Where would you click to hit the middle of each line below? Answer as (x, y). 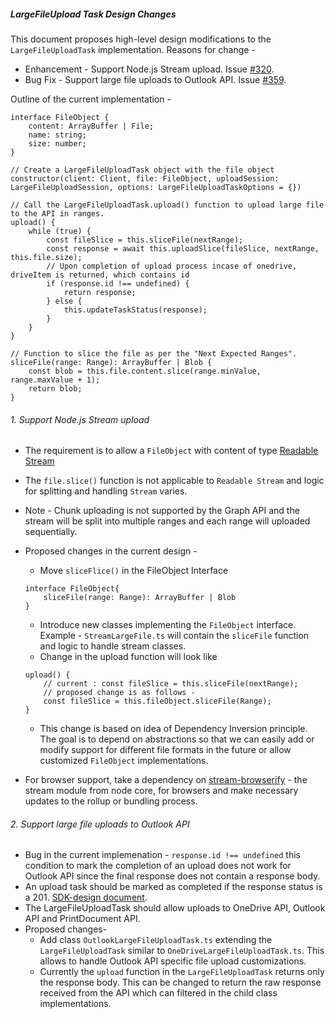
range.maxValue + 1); (55, 380)
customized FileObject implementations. (124, 761)
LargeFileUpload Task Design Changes (93, 14)
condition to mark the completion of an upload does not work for (158, 866)
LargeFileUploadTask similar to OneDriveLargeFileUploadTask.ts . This (182, 951)
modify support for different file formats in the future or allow (165, 750)
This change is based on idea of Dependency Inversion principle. (173, 729)
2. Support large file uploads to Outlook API (100, 824)
